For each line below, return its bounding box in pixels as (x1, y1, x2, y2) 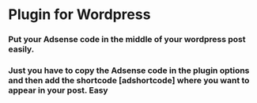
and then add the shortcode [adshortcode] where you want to (8, 75, 250, 86)
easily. (8, 44, 35, 55)
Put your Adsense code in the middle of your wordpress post (8, 34, 246, 45)
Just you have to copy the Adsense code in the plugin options (8, 65, 250, 76)
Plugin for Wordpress (8, 6, 151, 24)
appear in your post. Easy (8, 85, 108, 96)
